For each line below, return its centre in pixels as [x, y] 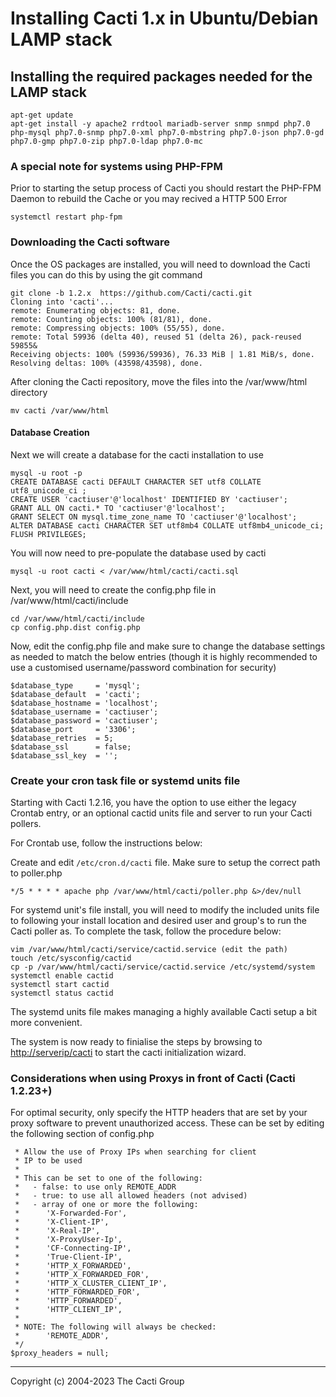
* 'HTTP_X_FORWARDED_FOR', [82, 1275]
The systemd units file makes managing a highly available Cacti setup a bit [164, 1012]
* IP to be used [48, 1161]
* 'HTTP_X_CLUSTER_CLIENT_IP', [91, 1283]
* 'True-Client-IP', [68, 1257]
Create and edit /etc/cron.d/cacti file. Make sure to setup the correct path [165, 863]
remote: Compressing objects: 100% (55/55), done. [118, 328]
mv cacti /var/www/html [60, 410]
